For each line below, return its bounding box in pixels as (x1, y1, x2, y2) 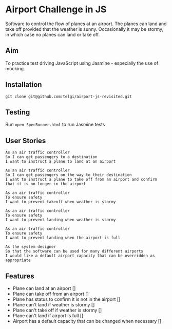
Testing (5, 108, 30, 117)
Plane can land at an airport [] (12, 285, 76, 291)
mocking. (5, 65, 25, 71)
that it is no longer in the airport (5, 181, 86, 187)
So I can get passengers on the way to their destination (5, 172, 132, 178)
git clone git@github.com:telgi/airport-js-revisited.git (5, 94, 132, 99)
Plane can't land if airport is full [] (12, 313, 84, 319)
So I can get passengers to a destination (5, 154, 98, 160)
